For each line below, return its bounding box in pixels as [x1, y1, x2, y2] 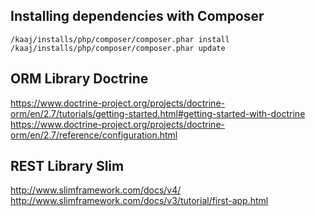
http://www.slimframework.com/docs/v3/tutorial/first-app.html [10, 195, 269, 207]
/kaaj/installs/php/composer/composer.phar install [10, 34, 230, 44]
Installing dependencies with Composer [10, 8, 265, 25]
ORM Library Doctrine [10, 70, 149, 88]
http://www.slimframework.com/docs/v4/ [10, 184, 182, 196]
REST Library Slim [10, 158, 125, 175]
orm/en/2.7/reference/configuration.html [10, 129, 178, 141]
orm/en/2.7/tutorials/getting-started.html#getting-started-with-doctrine [10, 107, 306, 119]
